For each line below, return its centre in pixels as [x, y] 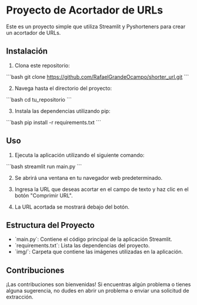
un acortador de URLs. [34, 32]
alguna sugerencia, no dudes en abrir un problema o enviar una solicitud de [98, 291]
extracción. [20, 297]
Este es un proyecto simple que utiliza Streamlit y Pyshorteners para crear [96, 26]
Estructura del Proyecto [51, 225]
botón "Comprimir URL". [44, 195]
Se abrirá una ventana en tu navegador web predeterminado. [89, 177]
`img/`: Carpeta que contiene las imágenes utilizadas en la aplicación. [99, 252]
